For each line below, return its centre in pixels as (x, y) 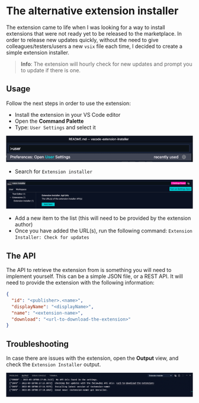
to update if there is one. (51, 70)
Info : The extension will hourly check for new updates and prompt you (106, 64)
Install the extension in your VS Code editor (68, 114)
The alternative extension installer (92, 11)
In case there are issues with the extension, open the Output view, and (92, 358)
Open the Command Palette (49, 121)
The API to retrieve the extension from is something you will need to (89, 270)
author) (24, 225)
